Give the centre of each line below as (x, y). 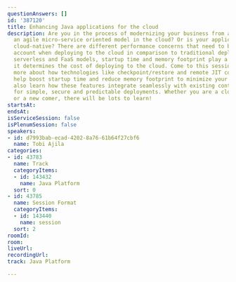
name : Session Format (45, 203)
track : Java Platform (39, 262)
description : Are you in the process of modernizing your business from (116, 33)
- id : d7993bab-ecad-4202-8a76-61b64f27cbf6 (73, 137)
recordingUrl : (28, 255)
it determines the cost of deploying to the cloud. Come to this (111, 66)
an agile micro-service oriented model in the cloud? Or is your (111, 40)
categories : (25, 151)
